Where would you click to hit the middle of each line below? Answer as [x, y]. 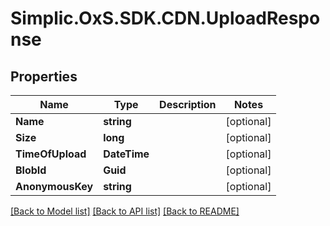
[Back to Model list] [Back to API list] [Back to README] [125, 211]
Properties [44, 76]
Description [188, 104]
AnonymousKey [54, 186]
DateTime [126, 154]
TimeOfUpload [51, 154]
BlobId [31, 170]
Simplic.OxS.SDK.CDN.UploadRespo [165, 18]
